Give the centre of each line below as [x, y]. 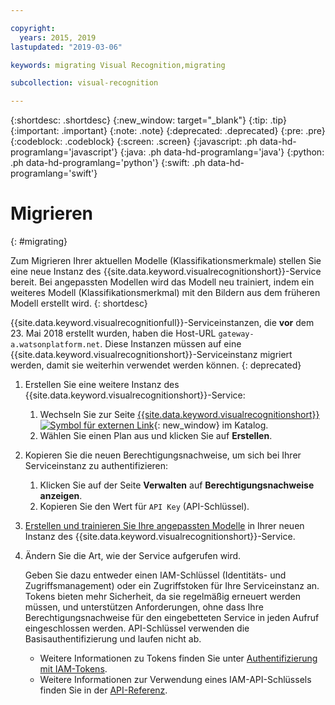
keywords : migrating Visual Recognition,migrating [118, 65]
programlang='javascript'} [64, 152]
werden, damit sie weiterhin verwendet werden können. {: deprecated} [156, 365]
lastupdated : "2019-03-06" [66, 47]
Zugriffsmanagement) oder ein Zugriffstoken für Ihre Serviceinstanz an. [172, 586]
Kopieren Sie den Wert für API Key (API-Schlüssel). [144, 507]
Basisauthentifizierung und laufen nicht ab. [113, 639]
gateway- [236, 334]
